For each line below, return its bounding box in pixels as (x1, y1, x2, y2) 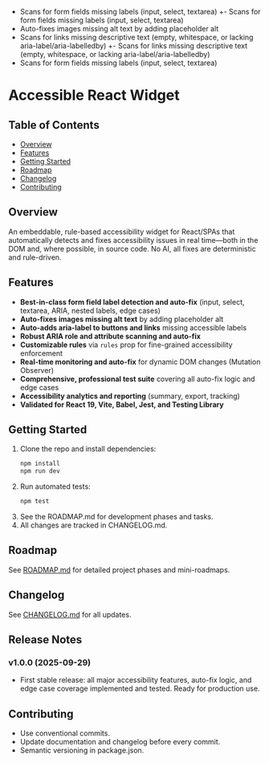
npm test (19, 498, 50, 506)
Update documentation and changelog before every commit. (19, 737, 221, 747)
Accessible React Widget (8, 86, 180, 105)
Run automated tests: (19, 482, 91, 491)
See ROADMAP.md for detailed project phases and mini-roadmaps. (8, 564, 230, 574)
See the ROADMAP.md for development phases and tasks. (19, 512, 214, 522)
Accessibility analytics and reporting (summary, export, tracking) (19, 391, 241, 400)
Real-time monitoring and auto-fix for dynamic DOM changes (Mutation (19, 357, 261, 367)
